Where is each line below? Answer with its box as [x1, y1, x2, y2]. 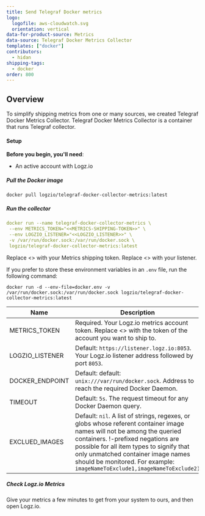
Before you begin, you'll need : [6, 151, 84, 158]
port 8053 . [75, 358, 103, 367]
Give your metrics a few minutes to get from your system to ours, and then [6, 496, 193, 503]
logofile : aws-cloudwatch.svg [12, 20, 88, 26]
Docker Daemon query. [75, 401, 142, 410]
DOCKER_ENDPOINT [9, 376, 70, 385]
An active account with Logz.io [15, 162, 93, 170]
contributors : [6, 49, 43, 55]
